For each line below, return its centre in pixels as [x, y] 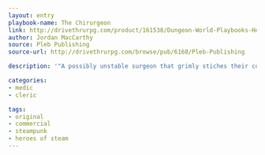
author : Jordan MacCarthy [50, 37]
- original [26, 116]
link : [17, 30]
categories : [28, 80]
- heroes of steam [38, 138]
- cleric [22, 95]
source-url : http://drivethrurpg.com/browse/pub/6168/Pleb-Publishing [127, 52]
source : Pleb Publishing [49, 45]
